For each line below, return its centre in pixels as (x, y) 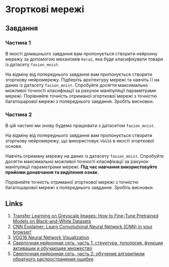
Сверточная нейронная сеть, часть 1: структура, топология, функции (88, 243)
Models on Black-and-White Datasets (52, 221)
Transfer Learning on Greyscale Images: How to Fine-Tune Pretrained (86, 216)
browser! (22, 232)
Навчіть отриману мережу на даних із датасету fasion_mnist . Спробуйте (84, 156)
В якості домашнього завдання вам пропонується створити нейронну (81, 53)
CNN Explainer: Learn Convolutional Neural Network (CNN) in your (82, 226)
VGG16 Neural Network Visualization (51, 237)
